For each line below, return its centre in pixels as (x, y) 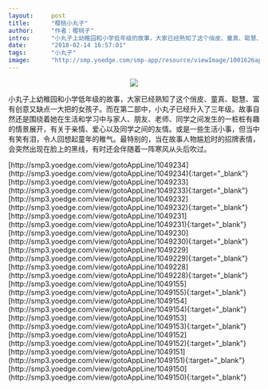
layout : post (37, 16)
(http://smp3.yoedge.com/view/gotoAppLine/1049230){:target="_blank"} (128, 241)
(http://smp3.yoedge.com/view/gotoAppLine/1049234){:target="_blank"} (128, 173)
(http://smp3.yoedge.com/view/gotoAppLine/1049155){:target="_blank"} (128, 292)
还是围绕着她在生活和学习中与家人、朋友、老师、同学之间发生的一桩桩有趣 (137, 119)
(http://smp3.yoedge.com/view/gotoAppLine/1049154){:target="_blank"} (128, 309)
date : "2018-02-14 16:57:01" (67, 46)
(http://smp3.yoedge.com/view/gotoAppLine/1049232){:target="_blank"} (128, 207)
